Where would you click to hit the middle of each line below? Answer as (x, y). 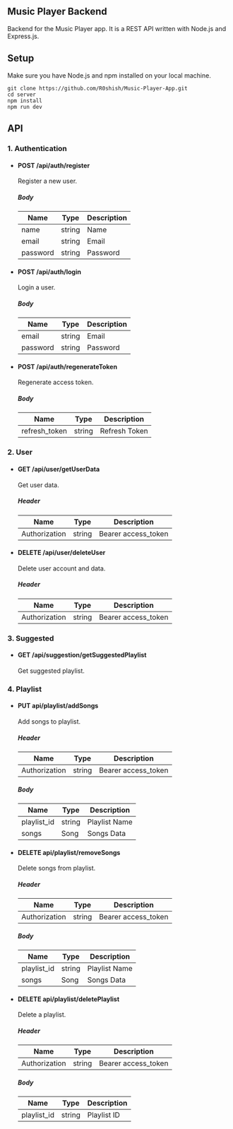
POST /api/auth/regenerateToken (67, 366)
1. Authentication (37, 148)
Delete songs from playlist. (56, 868)
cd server (22, 95)
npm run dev (25, 107)
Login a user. (36, 287)
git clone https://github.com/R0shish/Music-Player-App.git (98, 88)
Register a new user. (47, 181)
